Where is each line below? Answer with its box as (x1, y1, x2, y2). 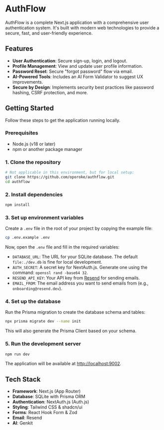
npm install (5, 202, 30, 207)
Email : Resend (12, 415, 42, 421)
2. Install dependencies (5, 191, 63, 198)
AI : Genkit (12, 420, 33, 426)
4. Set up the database (5, 298, 61, 305)
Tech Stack (5, 375, 41, 384)
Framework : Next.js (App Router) (12, 388, 81, 394)
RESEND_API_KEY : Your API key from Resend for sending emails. (12, 275, 140, 281)
